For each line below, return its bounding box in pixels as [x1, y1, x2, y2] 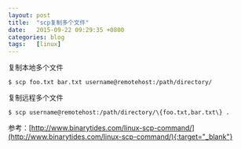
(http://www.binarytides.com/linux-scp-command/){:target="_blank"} [8, 132, 233, 141]
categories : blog [8, 33, 65, 41]
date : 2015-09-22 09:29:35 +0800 [8, 26, 125, 34]
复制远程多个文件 [8, 93, 64, 102]
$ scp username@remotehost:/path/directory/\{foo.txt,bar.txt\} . [8, 108, 230, 117]
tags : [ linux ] [8, 41, 61, 48]
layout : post [8, 11, 51, 20]
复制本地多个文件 [8, 63, 64, 73]
